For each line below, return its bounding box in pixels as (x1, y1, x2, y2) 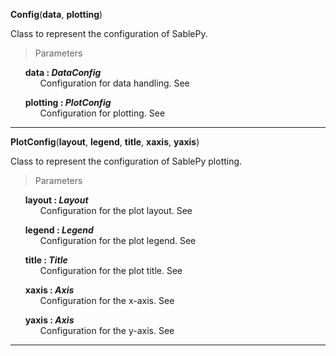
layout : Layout (24, 194, 89, 206)
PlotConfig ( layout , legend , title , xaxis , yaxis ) (10, 136, 200, 148)
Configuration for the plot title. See (39, 265, 183, 276)
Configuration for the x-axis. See (39, 295, 175, 306)
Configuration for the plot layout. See (39, 205, 193, 216)
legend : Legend (24, 224, 94, 236)
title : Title (24, 254, 68, 266)
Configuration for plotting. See (39, 107, 166, 119)
